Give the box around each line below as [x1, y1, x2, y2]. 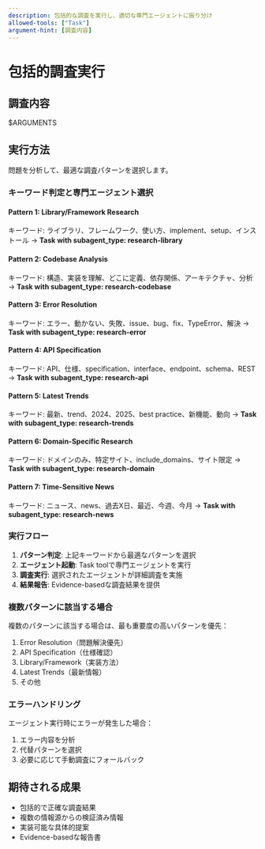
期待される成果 [8, 780, 81, 794]
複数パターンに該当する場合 [8, 602, 113, 613]
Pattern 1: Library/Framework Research [8, 207, 140, 217]
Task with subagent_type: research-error [8, 327, 147, 337]
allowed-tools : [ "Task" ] [8, 19, 90, 27]
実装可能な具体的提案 [19, 823, 89, 832]
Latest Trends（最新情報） [19, 667, 106, 677]
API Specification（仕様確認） [19, 647, 118, 657]
